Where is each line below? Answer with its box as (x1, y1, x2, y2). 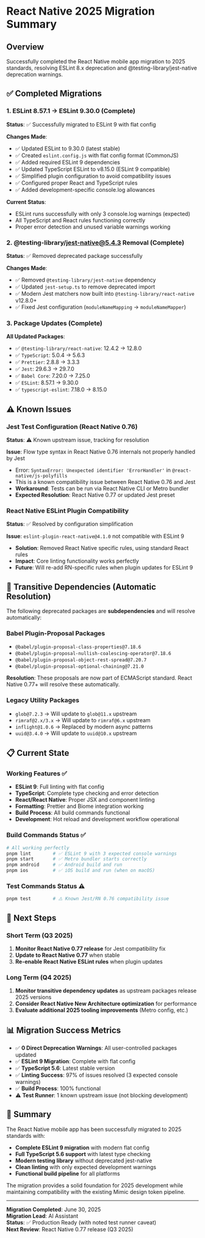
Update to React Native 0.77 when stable (15, 951, 120, 959)
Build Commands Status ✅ (6, 831, 87, 840)
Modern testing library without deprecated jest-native (15, 1157, 153, 1164)
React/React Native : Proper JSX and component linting (15, 796, 155, 804)
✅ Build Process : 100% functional (15, 1085, 101, 1092)
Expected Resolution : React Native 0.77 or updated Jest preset (15, 491, 175, 499)
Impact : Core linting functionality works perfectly (15, 557, 139, 565)
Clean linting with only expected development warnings (15, 1163, 157, 1171)
